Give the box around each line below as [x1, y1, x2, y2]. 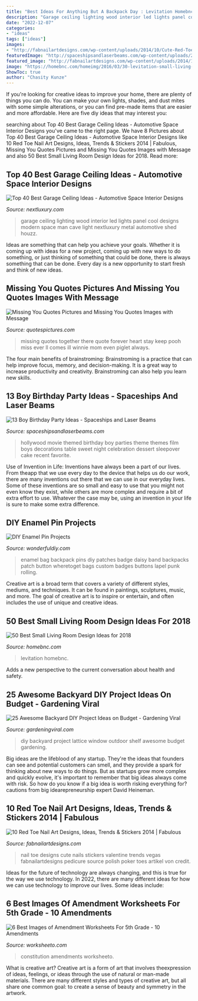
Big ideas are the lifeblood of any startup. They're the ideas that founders [6, 755, 184, 762]
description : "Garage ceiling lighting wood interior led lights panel [6, 14, 186, 20]
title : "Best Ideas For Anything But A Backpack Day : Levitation [6, 8, 173, 15]
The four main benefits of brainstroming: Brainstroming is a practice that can [6, 355, 192, 362]
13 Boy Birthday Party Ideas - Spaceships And [6, 391, 179, 402]
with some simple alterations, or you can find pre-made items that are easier [6, 103, 192, 110]
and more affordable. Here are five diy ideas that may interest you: [6, 110, 167, 117]
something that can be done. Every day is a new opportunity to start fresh [6, 260, 186, 267]
